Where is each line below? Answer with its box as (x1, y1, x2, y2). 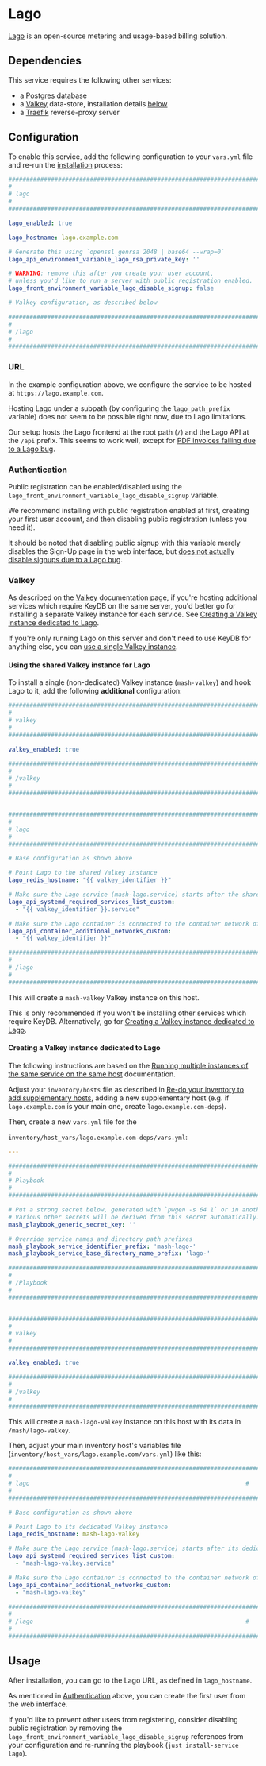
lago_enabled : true (8, 219, 73, 227)
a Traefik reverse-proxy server (19, 107, 120, 117)
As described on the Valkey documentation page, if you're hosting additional (8, 593, 258, 602)
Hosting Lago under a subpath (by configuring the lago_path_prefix (8, 403, 230, 413)
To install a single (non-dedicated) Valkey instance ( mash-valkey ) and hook (8, 678, 252, 687)
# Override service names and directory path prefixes (8, 1235, 193, 1243)
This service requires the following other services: (8, 75, 172, 84)
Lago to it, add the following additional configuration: (8, 686, 182, 696)
